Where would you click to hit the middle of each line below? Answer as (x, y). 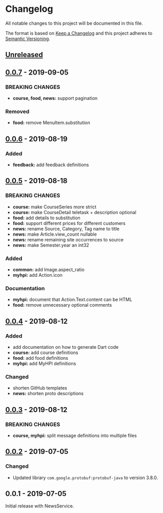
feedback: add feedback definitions (51, 165)
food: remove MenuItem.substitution (52, 123)
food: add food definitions (40, 358)
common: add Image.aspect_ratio (48, 269)
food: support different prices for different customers (69, 223)
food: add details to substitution (46, 218)
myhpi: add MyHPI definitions (44, 363)
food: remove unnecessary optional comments (62, 305)
